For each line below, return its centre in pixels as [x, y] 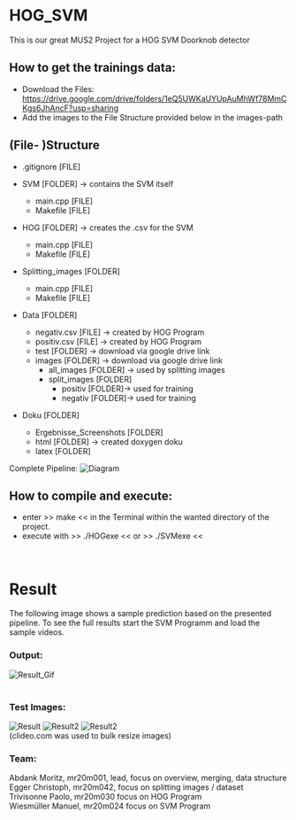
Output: [26, 655]
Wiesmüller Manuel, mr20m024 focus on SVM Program [110, 806]
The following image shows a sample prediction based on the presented [140, 614]
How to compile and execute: [91, 495]
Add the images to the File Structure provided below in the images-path [152, 117]
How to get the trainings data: [93, 68]
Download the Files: [58, 89]
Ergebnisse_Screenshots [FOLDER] [99, 432]
